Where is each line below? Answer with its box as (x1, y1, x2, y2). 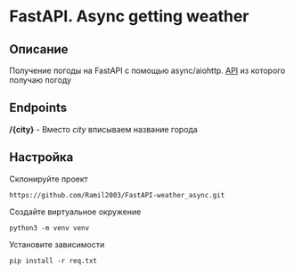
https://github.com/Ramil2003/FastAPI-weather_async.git (9, 190, 225, 199)
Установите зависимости (9, 238, 105, 250)
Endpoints (9, 101, 68, 116)
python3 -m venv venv (9, 223, 90, 232)
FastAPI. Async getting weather (9, 6, 249, 27)
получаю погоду (9, 75, 72, 85)
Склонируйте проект (9, 173, 89, 184)
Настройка (9, 149, 74, 165)
